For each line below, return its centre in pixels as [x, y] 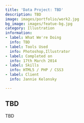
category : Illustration [30, 28]
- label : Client [22, 75]
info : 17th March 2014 [33, 61]
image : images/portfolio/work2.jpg [42, 19]
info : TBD [20, 42]
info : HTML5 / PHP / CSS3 [37, 70]
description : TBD [23, 14]
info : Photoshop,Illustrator [40, 51]
